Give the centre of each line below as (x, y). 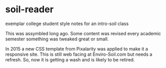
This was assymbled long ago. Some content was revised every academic (83, 33)
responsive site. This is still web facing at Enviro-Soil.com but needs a (79, 54)
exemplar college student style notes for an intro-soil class (67, 24)
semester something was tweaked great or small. (57, 39)
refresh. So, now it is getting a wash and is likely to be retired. (70, 59)
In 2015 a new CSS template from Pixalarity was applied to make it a (77, 49)
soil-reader (29, 9)
